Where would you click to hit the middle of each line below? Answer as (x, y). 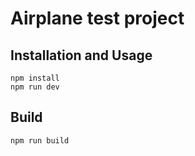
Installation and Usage (81, 55)
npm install (35, 78)
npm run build (40, 140)
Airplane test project (97, 18)
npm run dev (35, 87)
